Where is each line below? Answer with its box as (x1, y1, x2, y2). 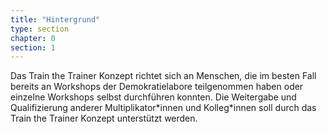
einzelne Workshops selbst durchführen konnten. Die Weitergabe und (10, 91, 297, 103)
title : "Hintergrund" (10, 14, 101, 25)
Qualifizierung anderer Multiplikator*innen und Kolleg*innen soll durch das (10, 102, 317, 114)
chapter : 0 (10, 33, 56, 43)
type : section (10, 24, 70, 34)
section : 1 (10, 42, 56, 53)
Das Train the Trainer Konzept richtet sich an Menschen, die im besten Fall (10, 70, 317, 82)
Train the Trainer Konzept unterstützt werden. (10, 112, 198, 125)
